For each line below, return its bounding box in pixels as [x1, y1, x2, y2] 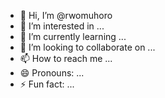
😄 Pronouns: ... [19, 67, 85, 79]
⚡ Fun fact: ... [19, 78, 75, 90]
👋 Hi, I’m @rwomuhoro [19, 10, 113, 21]
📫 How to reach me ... [19, 53, 113, 64]
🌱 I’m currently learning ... [19, 31, 127, 42]
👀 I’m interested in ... [19, 20, 105, 32]
